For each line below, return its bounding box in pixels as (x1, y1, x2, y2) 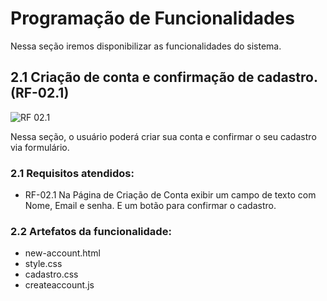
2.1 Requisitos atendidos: (10, 166, 135, 180)
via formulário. (10, 141, 70, 153)
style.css (24, 258, 63, 270)
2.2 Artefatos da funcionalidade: (10, 224, 172, 238)
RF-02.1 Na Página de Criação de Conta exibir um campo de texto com (24, 189, 317, 201)
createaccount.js (24, 279, 95, 291)
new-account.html (24, 247, 101, 259)
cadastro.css (24, 268, 79, 281)
